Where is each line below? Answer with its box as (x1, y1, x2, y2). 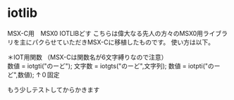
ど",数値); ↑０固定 (7, 70, 60, 79)
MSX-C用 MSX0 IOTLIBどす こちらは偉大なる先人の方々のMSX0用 (7, 29, 203, 37)
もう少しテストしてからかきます (7, 85, 100, 94)
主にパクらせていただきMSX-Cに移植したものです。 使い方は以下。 (19, 37, 215, 46)
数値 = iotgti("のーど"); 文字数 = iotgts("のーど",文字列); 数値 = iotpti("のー (7, 61, 221, 70)
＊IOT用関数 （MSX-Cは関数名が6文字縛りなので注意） (7, 53, 168, 61)
